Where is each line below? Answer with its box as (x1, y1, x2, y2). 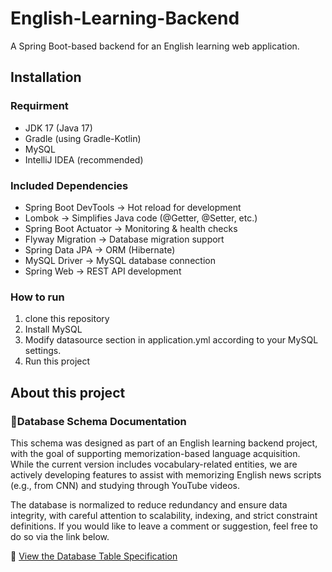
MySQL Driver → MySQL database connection (24, 254, 216, 266)
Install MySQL (24, 323, 83, 336)
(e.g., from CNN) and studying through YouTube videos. (10, 479, 241, 491)
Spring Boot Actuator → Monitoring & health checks (24, 222, 238, 234)
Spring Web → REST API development (24, 265, 182, 277)
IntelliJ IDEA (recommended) (24, 153, 144, 166)
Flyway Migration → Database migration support (24, 233, 225, 245)
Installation (10, 69, 82, 86)
